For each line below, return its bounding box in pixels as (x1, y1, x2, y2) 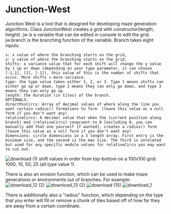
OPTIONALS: (5, 97, 29, 102)
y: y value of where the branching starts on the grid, (5, 56, 127, 62)
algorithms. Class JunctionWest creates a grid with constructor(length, (5, 26, 155, 32)
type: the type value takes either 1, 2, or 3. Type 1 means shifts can (5, 79, 164, 84)
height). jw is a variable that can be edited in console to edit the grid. (5, 31, 150, 37)
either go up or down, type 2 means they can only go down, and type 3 (5, 84, 161, 89)
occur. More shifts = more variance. (5, 74, 86, 80)
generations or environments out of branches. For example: (5, 176, 131, 183)
